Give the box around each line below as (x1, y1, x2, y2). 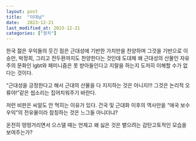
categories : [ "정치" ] (6, 31, 57, 36)
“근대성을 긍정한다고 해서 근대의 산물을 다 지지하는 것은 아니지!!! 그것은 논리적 (6, 82, 184, 89)
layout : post (6, 8, 38, 15)
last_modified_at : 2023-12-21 (6, 25, 81, 31)
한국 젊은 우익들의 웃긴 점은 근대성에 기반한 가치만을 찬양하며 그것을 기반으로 (6, 48, 182, 55)
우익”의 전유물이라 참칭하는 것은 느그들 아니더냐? (6, 109, 118, 116)
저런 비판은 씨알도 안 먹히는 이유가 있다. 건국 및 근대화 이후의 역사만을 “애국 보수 (6, 102, 190, 109)
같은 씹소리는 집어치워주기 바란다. (19, 89, 97, 96)
